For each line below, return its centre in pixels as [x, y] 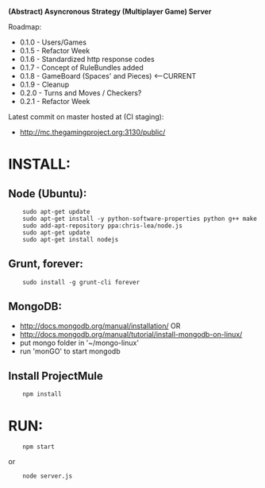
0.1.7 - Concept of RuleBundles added [82, 68]
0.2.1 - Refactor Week [55, 101]
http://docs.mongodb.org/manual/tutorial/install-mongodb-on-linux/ [131, 334]
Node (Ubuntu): [48, 194]
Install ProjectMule [56, 376]
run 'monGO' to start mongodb [70, 351]
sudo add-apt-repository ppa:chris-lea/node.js [102, 226]
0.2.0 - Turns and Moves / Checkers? [81, 93]
